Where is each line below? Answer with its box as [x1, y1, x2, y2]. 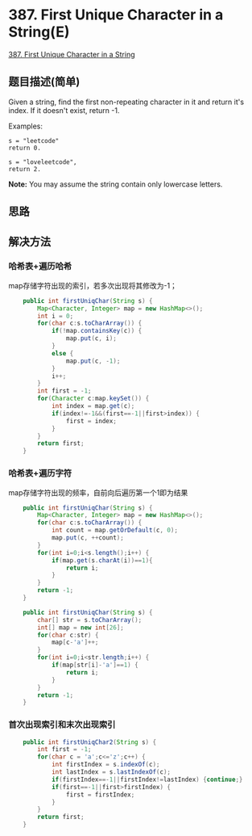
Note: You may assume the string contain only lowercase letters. [8, 179, 223, 189]
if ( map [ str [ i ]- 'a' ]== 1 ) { [51, 661, 138, 669]
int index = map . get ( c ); [51, 402, 135, 410]
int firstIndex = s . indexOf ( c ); [51, 761, 160, 769]
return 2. [8, 165, 42, 173]
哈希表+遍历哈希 [8, 261, 72, 272]
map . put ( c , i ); [65, 334, 117, 342]
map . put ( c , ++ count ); [51, 534, 125, 542]
